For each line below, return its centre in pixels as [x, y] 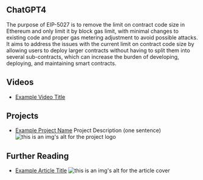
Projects [22, 116]
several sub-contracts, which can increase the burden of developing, [93, 56]
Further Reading [38, 156]
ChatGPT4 [26, 10]
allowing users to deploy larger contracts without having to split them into [98, 50]
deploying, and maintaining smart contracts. [61, 63]
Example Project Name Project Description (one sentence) [88, 130]
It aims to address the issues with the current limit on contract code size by [100, 44]
